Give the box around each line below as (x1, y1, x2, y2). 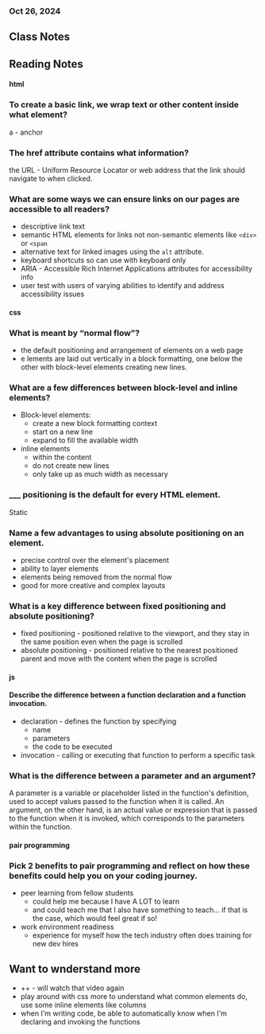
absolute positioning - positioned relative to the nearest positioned (20, 646, 238, 655)
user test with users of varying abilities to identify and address (20, 281, 225, 291)
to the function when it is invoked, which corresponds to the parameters (9, 814, 245, 823)
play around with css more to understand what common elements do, (20, 992, 248, 1001)
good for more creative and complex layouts (20, 580, 166, 590)
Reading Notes (9, 57, 84, 71)
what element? (9, 109, 68, 120)
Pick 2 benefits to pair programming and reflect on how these (9, 860, 251, 871)
